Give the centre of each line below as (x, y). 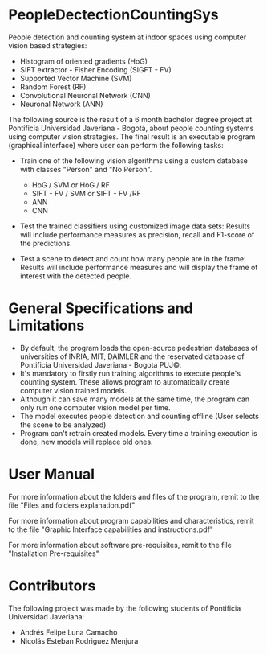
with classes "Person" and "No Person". (86, 169)
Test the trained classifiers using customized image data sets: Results (135, 226)
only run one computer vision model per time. (95, 407)
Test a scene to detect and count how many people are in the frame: (133, 258)
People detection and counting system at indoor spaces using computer (127, 37)
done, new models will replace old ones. (87, 442)
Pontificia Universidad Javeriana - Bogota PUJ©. (101, 364)
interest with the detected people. (76, 276)
